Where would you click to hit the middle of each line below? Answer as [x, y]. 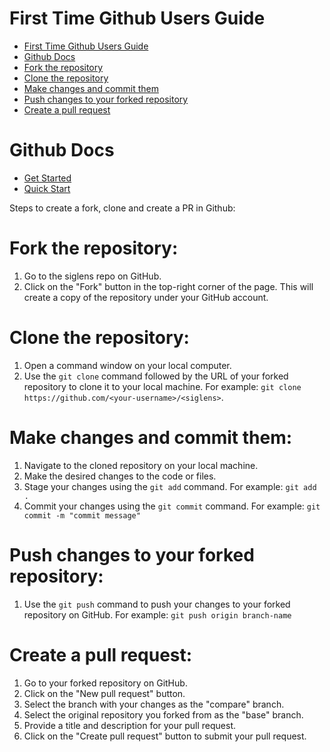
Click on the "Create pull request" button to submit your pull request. [165, 736]
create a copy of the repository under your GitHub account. [146, 297]
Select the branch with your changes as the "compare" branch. [154, 704]
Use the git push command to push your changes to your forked [157, 604]
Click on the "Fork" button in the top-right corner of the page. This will [168, 286]
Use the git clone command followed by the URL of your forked [156, 376]
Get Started [47, 178]
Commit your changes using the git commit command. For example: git [172, 506]
